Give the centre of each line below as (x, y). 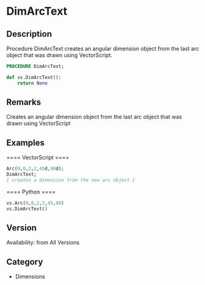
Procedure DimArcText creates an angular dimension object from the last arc (103, 48)
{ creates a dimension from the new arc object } (71, 180)
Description (29, 34)
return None (32, 83)
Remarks (24, 102)
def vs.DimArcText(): (34, 77)
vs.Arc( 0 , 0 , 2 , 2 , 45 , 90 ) (35, 203)
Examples (25, 142)
